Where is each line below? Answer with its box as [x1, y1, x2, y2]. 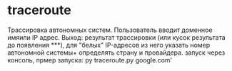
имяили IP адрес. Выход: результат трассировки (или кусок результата [7, 33, 226, 41]
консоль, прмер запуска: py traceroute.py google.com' [7, 55, 173, 64]
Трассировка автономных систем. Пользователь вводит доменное [7, 26, 213, 34]
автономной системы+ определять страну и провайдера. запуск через [7, 48, 226, 57]
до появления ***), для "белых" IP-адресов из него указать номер [7, 40, 211, 49]
